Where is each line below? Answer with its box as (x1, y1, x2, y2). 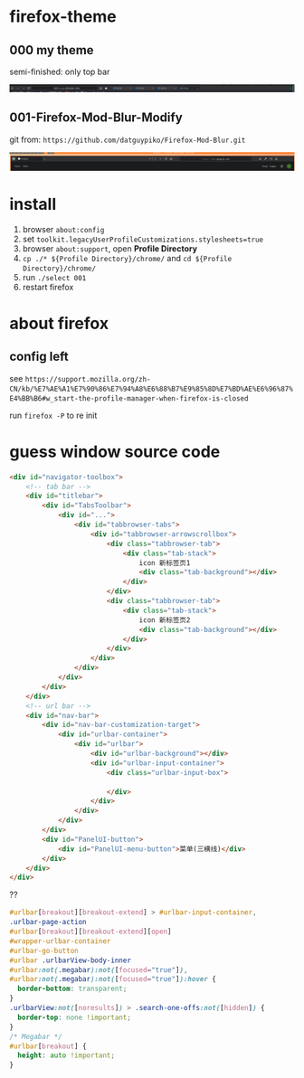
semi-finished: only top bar (9, 66, 110, 77)
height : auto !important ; (17, 1051, 116, 1060)
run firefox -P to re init (9, 410, 98, 421)
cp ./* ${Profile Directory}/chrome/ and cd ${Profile (22, 252, 233, 263)
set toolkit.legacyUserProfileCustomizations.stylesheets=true (22, 233, 264, 244)
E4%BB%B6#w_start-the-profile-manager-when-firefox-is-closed (9, 393, 249, 403)
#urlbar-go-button (9, 946, 79, 955)
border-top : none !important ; (17, 1013, 131, 1022)
